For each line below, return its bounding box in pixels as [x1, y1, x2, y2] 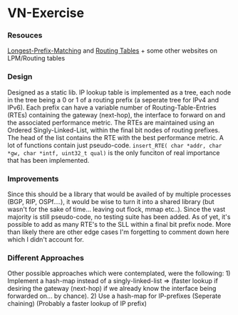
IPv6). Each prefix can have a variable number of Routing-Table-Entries [7, 103, 217, 112]
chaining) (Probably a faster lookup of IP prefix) [7, 299, 148, 308]
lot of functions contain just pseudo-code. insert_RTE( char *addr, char [7, 141, 222, 149]
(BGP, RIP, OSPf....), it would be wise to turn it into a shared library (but [7, 198, 215, 206]
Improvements [7, 173, 59, 183]
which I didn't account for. [7, 235, 84, 244]
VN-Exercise [7, 5, 84, 21]
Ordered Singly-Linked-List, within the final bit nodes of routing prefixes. [7, 126, 220, 134]
